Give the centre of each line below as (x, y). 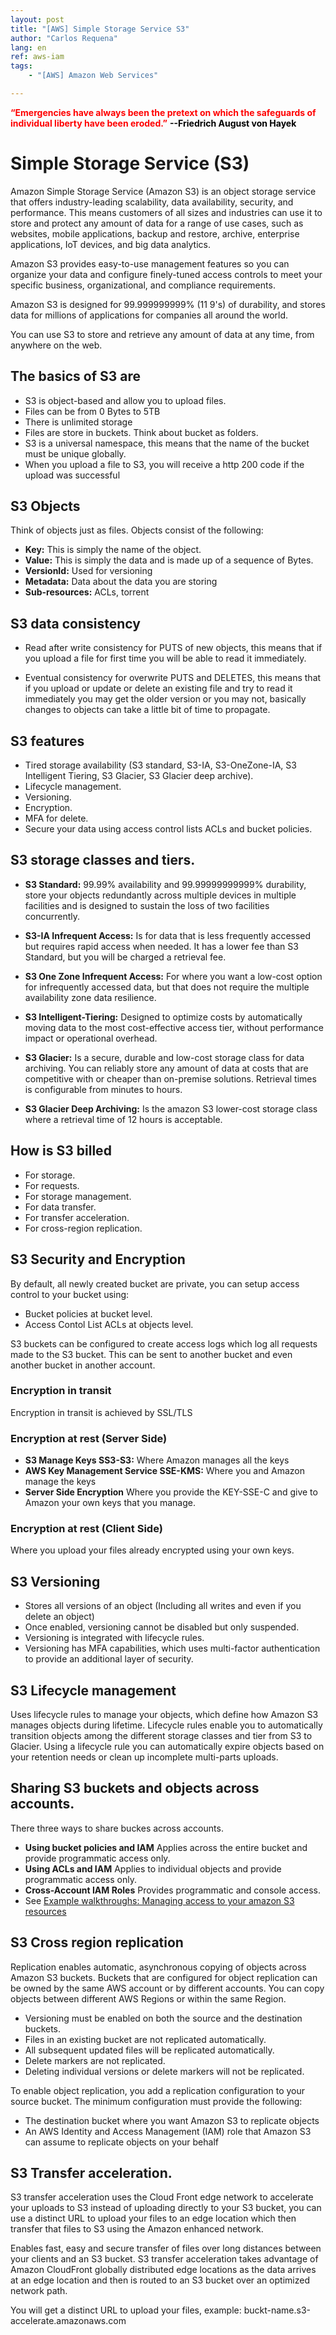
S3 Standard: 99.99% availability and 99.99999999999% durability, (165, 884)
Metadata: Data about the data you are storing (121, 582)
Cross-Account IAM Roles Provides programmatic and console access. (173, 1890)
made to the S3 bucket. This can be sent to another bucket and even (151, 1354)
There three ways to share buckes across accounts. (117, 1828)
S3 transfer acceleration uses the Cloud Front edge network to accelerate (162, 2197)
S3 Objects (45, 506)
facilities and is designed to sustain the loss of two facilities (147, 905)
